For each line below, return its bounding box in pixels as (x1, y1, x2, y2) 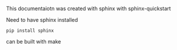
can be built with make (6, 38, 61, 45)
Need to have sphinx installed (6, 16, 78, 23)
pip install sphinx (6, 28, 54, 34)
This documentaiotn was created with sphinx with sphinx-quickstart (6, 5, 171, 12)
